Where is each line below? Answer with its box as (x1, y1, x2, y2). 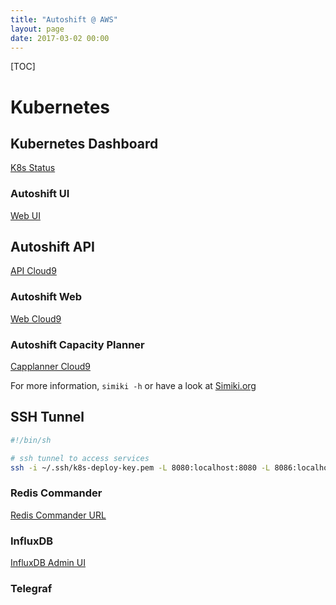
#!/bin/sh (10, 435, 52, 445)
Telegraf (10, 582, 53, 596)
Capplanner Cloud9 (10, 361, 91, 373)
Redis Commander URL (10, 509, 107, 521)
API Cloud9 (10, 265, 57, 277)
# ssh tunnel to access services (10, 453, 150, 463)
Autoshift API (10, 239, 96, 256)
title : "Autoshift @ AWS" (10, 14, 118, 25)
